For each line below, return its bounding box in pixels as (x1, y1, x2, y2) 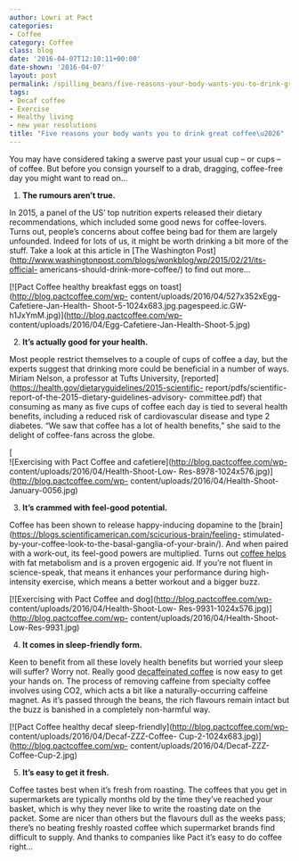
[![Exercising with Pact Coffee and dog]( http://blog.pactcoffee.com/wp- (9, 593, 273, 604)
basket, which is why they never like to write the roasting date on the (9, 803, 262, 814)
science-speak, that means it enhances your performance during (9, 567, 248, 577)
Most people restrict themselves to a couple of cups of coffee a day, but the (9, 353, 288, 364)
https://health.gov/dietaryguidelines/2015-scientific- (12, 382, 204, 393)
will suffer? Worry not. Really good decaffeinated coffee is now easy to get (9, 666, 283, 676)
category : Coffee (9, 37, 74, 47)
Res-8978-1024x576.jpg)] (178, 466, 273, 476)
